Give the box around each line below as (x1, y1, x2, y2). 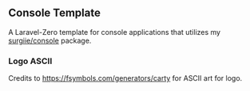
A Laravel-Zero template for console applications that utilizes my (8, 27, 221, 36)
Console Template (8, 6, 101, 20)
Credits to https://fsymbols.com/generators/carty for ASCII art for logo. (8, 74, 243, 83)
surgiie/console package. (8, 36, 92, 45)
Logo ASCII (8, 55, 53, 66)
